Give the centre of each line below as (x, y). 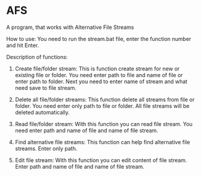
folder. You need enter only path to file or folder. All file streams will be (102, 105)
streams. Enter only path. (46, 148)
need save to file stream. (45, 87)
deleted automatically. (42, 112)
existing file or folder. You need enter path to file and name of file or (99, 75)
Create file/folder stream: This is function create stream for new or (97, 68)
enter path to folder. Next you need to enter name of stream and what (101, 81)
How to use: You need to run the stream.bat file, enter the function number (99, 39)
